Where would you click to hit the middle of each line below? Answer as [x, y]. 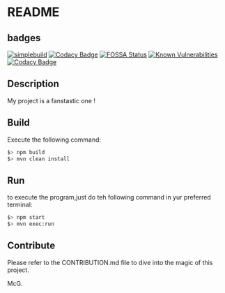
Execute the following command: [54, 140]
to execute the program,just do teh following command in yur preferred [109, 197]
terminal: [20, 205]
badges [24, 38]
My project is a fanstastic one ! [52, 100]
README [33, 12]
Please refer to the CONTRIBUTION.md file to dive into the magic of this [110, 262]
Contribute [31, 246]
